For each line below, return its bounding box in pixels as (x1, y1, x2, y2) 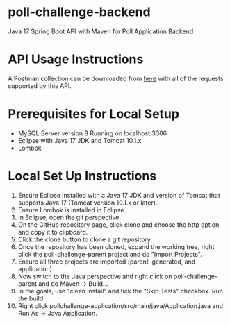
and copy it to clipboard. (17, 228, 88, 236)
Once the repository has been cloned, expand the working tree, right (17, 242, 215, 250)
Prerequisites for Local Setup (8, 106, 180, 122)
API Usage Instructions (8, 51, 144, 67)
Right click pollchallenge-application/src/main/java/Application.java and (17, 301, 224, 309)
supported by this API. (8, 81, 72, 90)
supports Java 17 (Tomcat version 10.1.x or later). (17, 198, 158, 207)
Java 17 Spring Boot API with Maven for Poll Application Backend (8, 27, 194, 35)
